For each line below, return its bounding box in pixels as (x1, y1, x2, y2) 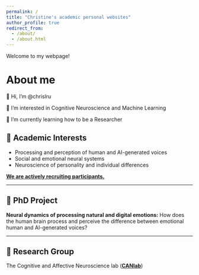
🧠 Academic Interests (6, 133, 87, 143)
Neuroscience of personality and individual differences (14, 161, 149, 168)
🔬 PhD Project (6, 196, 58, 206)
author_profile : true (6, 20, 60, 25)
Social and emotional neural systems (14, 155, 105, 162)
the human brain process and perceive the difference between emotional (6, 218, 184, 225)
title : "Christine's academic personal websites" (6, 14, 131, 20)
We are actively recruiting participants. (6, 172, 105, 180)
